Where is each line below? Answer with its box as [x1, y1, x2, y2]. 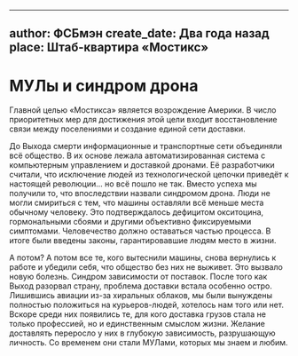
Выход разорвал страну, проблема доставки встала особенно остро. [9, 281, 273, 291]
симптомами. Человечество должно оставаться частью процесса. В [9, 225, 271, 236]
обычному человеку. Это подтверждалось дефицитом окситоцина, [9, 207, 264, 218]
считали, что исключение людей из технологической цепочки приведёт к [9, 170, 289, 180]
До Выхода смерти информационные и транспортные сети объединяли [9, 141, 283, 152]
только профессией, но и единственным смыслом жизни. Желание [9, 319, 266, 329]
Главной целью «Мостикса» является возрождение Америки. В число [9, 105, 277, 115]
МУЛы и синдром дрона [9, 75, 199, 96]
